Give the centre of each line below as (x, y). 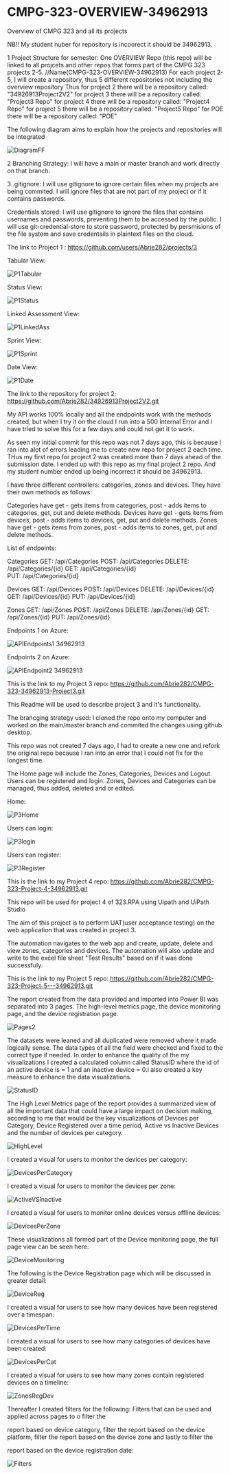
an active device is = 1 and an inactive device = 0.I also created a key (105, 1069)
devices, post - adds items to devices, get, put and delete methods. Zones (112, 520)
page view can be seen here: (48, 1246)
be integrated (26, 136)
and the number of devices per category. (65, 1132)
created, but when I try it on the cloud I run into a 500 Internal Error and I (110, 421)
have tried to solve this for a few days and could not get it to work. (101, 429)
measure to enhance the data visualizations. (70, 1077)
